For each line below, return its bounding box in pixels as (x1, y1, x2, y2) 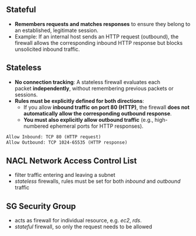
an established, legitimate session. (14, 27, 99, 34)
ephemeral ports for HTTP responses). (49, 122, 144, 130)
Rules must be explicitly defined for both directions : (14, 97, 144, 104)
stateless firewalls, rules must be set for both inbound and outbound (14, 177, 181, 185)
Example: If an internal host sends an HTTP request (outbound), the (14, 33, 179, 40)
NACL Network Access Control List (6, 156, 137, 166)
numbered (23, 122, 49, 130)
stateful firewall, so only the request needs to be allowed (14, 223, 152, 230)
